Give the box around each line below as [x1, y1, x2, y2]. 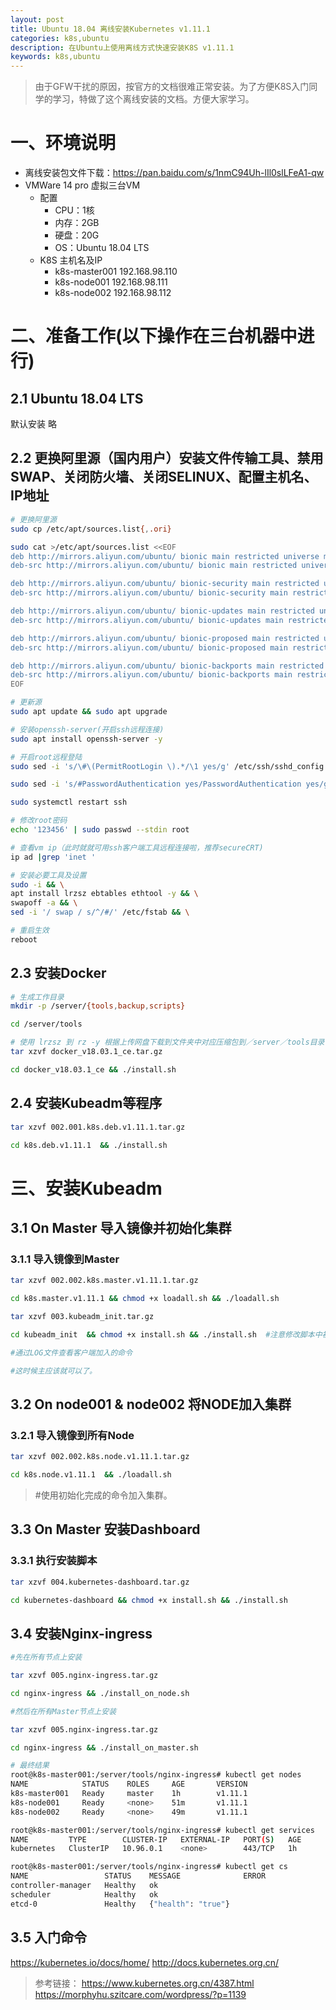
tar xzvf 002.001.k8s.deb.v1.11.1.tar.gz [10, 1122, 186, 1132]
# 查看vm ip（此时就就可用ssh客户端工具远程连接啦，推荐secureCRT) [10, 842, 264, 853]
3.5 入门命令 [10, 1929, 88, 1946]
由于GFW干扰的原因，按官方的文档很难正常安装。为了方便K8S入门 [34, 81, 310, 93]
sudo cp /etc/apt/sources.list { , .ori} [10, 524, 172, 534]
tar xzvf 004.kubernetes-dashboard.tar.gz [10, 1577, 190, 1587]
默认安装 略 [10, 418, 57, 430]
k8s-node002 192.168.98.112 [54, 287, 172, 299]
